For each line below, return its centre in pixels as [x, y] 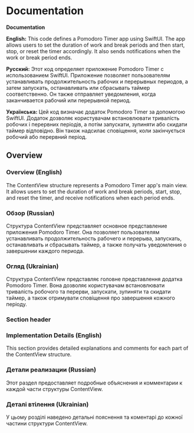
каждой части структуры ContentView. [55, 389]
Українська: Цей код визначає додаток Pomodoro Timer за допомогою [96, 112]
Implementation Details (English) [54, 336]
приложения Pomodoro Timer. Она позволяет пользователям [83, 232]
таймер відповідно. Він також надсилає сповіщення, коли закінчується [96, 131]
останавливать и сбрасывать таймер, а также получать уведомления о [96, 245]
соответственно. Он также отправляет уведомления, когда [81, 94]
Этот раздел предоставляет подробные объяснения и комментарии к [94, 383]
